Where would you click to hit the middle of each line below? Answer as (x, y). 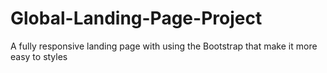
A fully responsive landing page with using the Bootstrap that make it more (164, 46)
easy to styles (39, 56)
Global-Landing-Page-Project (136, 18)
